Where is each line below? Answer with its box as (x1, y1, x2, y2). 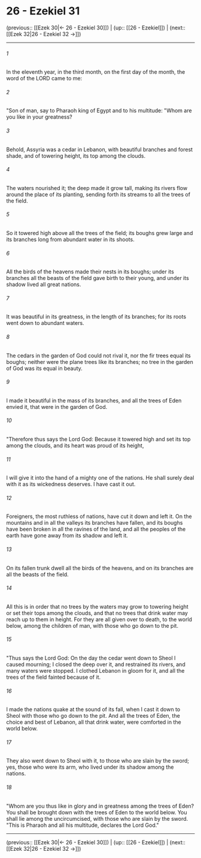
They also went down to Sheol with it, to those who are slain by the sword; (6, 757, 190, 764)
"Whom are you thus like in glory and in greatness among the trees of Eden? (6, 802, 194, 809)
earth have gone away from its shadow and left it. (6, 532, 129, 539)
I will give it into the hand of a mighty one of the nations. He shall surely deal (6, 474, 194, 481)
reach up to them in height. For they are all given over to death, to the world (6, 616, 193, 623)
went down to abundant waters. (6, 320, 85, 327)
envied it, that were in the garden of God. (6, 403, 108, 410)
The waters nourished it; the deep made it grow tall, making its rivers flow (6, 184, 188, 191)
